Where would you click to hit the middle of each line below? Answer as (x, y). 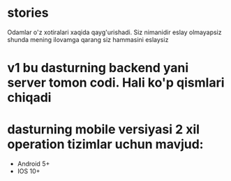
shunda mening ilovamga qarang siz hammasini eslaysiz (88, 39)
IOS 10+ (29, 171)
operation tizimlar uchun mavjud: (105, 144)
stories (28, 13)
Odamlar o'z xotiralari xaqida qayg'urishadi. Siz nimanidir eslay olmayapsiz (114, 32)
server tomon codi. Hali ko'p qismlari (116, 83)
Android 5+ (33, 164)
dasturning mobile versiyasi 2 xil (104, 130)
